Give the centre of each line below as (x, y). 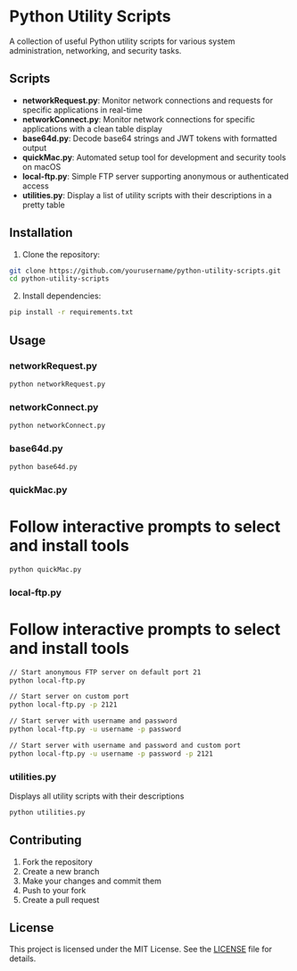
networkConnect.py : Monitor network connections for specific (139, 119)
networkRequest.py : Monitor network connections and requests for (148, 100)
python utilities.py (48, 812)
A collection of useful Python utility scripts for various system (122, 41)
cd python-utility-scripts (59, 279)
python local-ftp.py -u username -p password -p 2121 (111, 753)
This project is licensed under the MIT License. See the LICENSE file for (141, 950)
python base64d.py (43, 467)
